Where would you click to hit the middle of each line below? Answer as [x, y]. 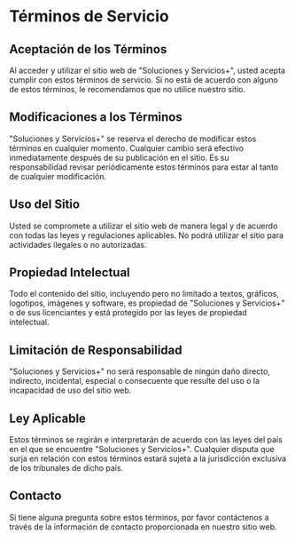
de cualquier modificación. [58, 176]
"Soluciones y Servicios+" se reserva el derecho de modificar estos [133, 139]
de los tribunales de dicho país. [66, 468]
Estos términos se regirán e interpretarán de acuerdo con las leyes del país [146, 440]
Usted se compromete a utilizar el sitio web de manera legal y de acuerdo [144, 226]
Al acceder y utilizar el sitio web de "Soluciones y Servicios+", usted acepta [147, 70]
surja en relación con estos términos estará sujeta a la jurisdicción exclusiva [148, 458]
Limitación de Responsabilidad [96, 350]
